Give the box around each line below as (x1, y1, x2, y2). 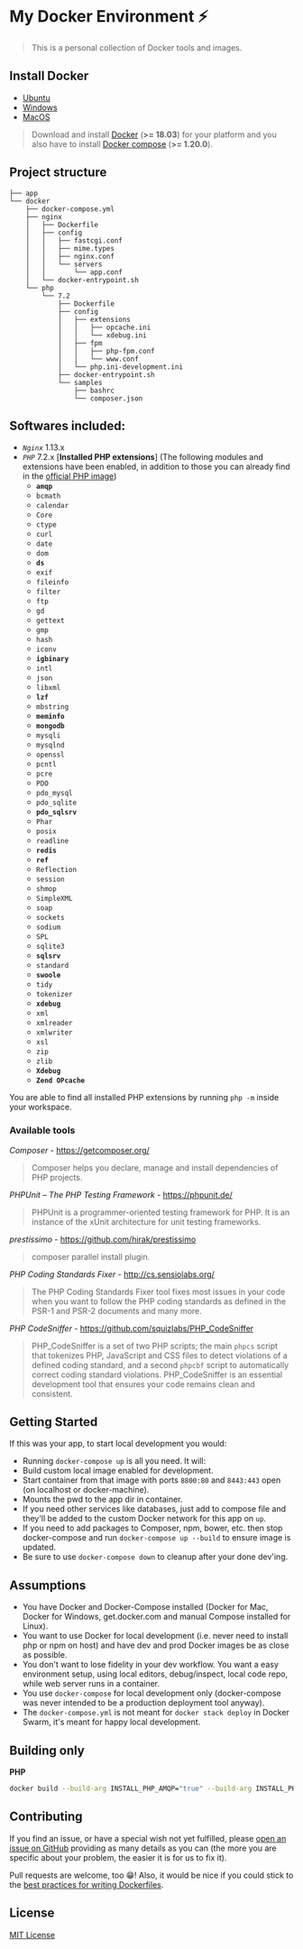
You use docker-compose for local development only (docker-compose (22, 1687, 281, 1699)
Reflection (35, 866, 78, 875)
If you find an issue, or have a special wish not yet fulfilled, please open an (9, 1833, 287, 1843)
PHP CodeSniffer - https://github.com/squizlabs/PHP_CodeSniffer (9, 1322, 254, 1334)
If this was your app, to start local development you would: (9, 1439, 227, 1449)
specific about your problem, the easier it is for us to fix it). (9, 1852, 227, 1862)
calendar (35, 501, 69, 510)
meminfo (35, 712, 65, 722)
